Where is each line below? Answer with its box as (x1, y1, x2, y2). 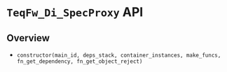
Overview (6, 32, 50, 44)
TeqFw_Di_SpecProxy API (6, 4, 144, 20)
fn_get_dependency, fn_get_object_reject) (16, 58, 143, 65)
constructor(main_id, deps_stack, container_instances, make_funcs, (16, 52, 221, 59)
